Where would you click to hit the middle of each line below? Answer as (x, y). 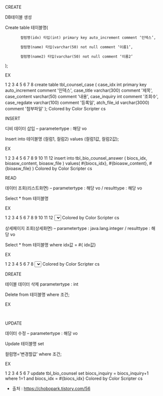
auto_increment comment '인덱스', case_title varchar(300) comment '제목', (79, 90)
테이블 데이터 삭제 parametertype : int (42, 284)
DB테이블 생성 (18, 17)
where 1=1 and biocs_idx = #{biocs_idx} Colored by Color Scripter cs (74, 378)
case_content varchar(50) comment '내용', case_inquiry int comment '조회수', (82, 96)
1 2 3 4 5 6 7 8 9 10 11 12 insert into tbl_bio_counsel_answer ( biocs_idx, (76, 158)
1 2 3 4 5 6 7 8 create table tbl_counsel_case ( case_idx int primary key (76, 84)
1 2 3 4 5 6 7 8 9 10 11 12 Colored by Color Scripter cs (62, 218)
